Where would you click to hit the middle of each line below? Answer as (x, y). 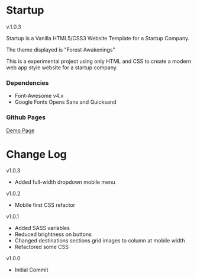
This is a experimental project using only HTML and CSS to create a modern (99, 61)
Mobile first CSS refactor (45, 205)
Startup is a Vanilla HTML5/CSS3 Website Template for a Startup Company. (98, 38)
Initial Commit (31, 270)
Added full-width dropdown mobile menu (65, 182)
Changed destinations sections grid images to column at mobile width (100, 241)
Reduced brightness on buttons (53, 234)
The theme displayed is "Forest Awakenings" (61, 49)
